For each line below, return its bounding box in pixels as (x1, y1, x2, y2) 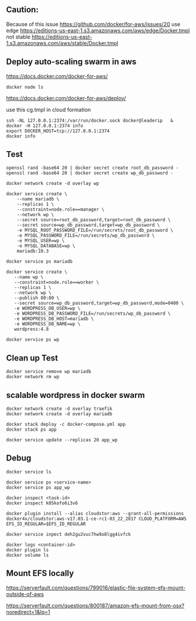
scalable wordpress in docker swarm (6, 390, 145, 400)
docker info (6, 133, 36, 139)
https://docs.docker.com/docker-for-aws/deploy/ (6, 95, 126, 102)
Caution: (6, 5, 39, 15)
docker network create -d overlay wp (6, 181, 99, 187)
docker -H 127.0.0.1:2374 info (6, 123, 83, 128)
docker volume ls (6, 552, 49, 558)
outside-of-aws (6, 590, 44, 597)
